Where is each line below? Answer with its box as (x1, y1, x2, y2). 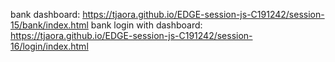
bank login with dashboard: (90, 19, 203, 31)
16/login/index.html (10, 40, 89, 52)
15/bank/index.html (10, 19, 89, 31)
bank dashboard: (10, 9, 81, 20)
